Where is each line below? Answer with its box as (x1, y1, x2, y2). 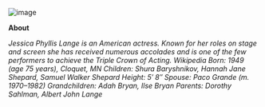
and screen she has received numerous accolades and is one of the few (8, 47, 247, 56)
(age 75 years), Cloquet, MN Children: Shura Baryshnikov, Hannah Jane (8, 64, 246, 73)
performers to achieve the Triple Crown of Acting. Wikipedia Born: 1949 (8, 56, 245, 65)
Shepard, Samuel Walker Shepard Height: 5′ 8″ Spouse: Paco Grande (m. (8, 73, 250, 81)
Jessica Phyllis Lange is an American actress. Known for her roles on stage (8, 38, 258, 48)
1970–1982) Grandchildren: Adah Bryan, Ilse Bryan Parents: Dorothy (8, 81, 232, 90)
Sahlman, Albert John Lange (8, 89, 103, 99)
